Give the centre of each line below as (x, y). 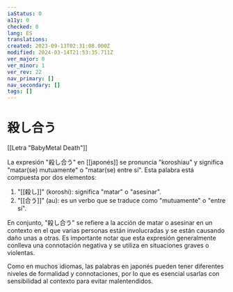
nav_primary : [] (31, 78)
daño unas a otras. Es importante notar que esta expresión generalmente (112, 238)
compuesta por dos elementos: (52, 178)
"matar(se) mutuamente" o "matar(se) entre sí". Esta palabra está (101, 170)
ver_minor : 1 (26, 66)
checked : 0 (23, 26)
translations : (28, 40)
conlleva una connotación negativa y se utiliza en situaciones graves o (108, 245)
